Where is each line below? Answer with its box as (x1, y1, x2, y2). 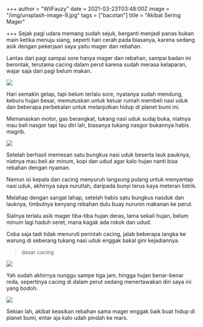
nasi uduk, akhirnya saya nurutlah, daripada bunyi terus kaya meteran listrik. (6, 182, 198, 189)
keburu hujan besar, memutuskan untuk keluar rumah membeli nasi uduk (6, 97, 188, 104)
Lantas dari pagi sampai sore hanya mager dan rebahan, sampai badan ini (6, 55, 191, 61)
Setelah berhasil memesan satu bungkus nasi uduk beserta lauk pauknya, (6, 151, 191, 158)
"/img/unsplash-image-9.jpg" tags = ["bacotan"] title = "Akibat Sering (6, 12, 181, 19)
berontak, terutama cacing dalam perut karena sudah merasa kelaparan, (6, 61, 187, 68)
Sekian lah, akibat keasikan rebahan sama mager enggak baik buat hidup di (6, 308, 196, 315)
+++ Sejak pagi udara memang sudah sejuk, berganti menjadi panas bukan (6, 30, 194, 37)
